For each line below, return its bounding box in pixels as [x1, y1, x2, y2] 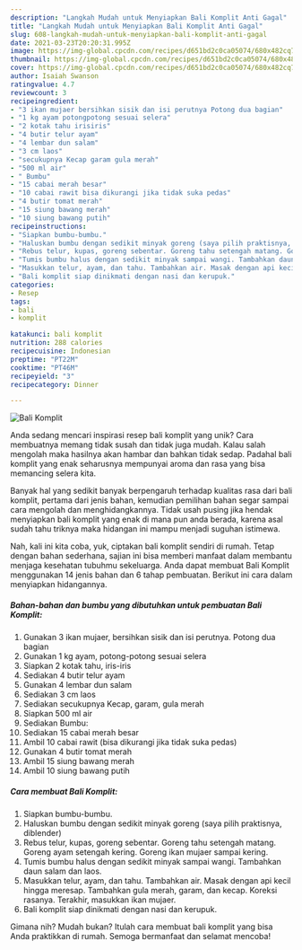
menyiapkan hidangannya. [10, 579, 108, 590]
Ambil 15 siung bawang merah [22, 756, 135, 767]
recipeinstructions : [10, 222, 88, 231]
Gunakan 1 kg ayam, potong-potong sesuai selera [22, 651, 207, 662]
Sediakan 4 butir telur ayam [22, 670, 125, 681]
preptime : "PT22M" [10, 355, 79, 364]
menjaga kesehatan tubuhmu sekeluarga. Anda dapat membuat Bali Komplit [10, 560, 289, 571]
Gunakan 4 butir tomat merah [22, 746, 133, 757]
